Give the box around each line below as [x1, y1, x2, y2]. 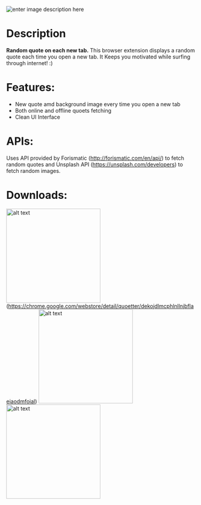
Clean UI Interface [14, 113, 61, 121]
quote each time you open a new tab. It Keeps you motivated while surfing [6, 53, 191, 60]
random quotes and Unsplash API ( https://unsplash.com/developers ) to [6, 160, 184, 168]
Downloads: [6, 189, 68, 202]
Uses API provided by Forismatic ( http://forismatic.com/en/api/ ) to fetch [6, 154, 185, 162]
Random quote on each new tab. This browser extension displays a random [6, 46, 196, 54]
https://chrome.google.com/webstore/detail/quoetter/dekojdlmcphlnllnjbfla [8, 302, 194, 310]
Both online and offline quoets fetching [14, 107, 112, 114]
